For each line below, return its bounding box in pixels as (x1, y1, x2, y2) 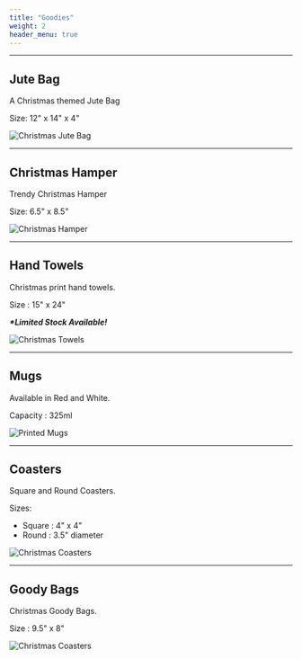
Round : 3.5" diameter (22, 530, 104, 540)
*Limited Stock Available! (9, 316, 108, 327)
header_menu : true (9, 30, 78, 39)
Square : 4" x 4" (22, 521, 83, 531)
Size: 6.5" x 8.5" (9, 206, 69, 217)
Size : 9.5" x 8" (9, 623, 65, 634)
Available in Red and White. (9, 392, 111, 403)
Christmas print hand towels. (9, 281, 116, 292)
